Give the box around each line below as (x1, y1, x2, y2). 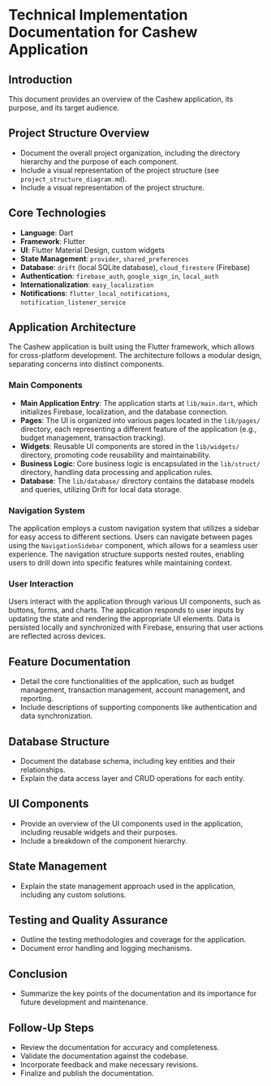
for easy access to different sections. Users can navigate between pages (8, 532, 253, 542)
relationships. (19, 765, 66, 774)
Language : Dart (19, 228, 74, 238)
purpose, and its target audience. (8, 103, 120, 112)
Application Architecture (8, 321, 136, 334)
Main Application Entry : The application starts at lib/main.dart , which (19, 398, 258, 408)
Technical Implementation (8, 6, 188, 24)
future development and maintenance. (19, 997, 148, 1007)
